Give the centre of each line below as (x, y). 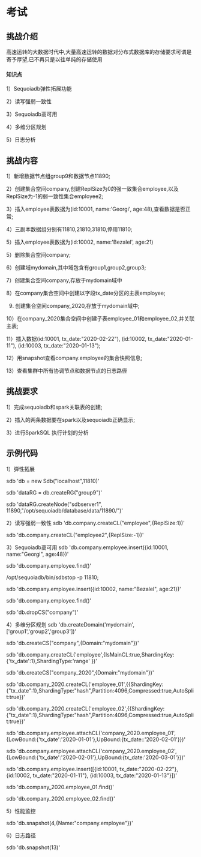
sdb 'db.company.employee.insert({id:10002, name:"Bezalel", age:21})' (94, 589)
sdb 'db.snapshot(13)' (33, 847)
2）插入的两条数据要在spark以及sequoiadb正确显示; (71, 419)
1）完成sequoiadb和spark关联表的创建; (55, 407)
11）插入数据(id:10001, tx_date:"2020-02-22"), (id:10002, (76, 339)
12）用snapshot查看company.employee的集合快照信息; (74, 358)
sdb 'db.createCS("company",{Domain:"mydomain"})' (73, 643)
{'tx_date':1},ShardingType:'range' (48, 661)
